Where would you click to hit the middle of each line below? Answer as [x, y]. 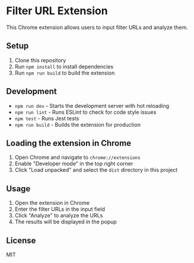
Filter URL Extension [57, 11]
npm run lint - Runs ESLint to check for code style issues [85, 112]
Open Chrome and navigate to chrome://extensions [77, 158]
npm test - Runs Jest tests [47, 118]
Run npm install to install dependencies [64, 66]
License [21, 240]
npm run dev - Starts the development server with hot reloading [92, 105]
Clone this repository [40, 60]
